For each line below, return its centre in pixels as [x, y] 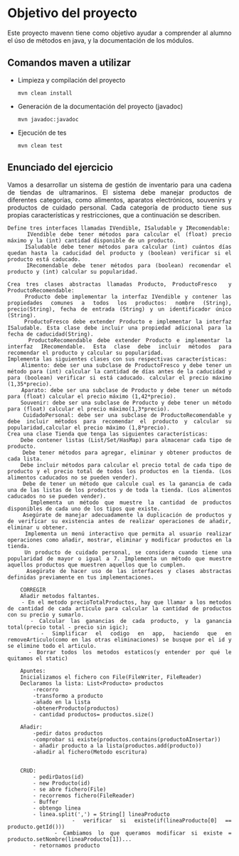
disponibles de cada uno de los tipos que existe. [84, 509]
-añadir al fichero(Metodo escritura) [90, 752]
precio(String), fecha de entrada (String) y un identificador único [119, 309]
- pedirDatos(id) [58, 777]
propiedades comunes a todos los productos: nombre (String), [119, 303]
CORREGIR [33, 589]
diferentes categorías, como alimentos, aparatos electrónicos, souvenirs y [119, 200]
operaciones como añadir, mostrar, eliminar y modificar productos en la [119, 540]
